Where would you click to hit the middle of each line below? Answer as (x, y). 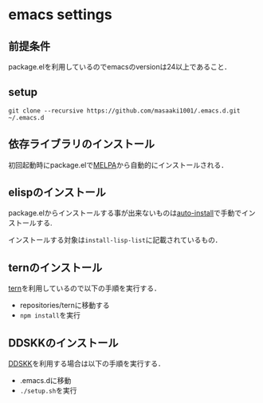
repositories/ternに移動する (65, 306)
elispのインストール (57, 193)
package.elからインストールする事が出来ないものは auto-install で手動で (125, 213)
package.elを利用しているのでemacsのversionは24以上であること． (120, 67)
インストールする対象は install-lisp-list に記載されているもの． (115, 240)
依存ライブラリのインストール (82, 144)
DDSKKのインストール (63, 343)
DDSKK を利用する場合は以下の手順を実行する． (87, 364)
